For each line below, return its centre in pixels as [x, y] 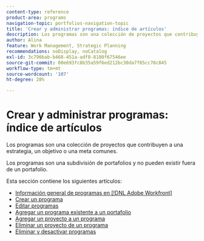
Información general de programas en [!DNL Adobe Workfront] [93, 193]
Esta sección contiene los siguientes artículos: [64, 181]
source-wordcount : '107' [38, 74]
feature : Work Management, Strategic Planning [66, 46]
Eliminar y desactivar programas [55, 232]
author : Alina [24, 40]
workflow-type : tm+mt [34, 68]
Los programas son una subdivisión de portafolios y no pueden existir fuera [101, 163]
